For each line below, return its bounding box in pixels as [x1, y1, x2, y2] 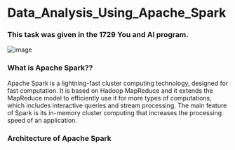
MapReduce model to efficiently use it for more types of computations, [7, 93, 212, 102]
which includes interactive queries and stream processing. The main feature [7, 101, 227, 110]
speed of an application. [7, 116, 77, 124]
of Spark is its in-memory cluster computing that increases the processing [7, 108, 222, 117]
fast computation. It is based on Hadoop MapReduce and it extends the [7, 86, 214, 95]
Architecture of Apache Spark [7, 133, 112, 143]
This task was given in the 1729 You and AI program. [7, 30, 189, 40]
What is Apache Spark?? [7, 63, 93, 73]
